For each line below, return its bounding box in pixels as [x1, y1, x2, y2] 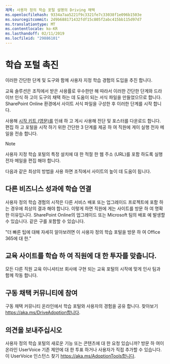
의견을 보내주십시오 [5, 326, 62, 335]
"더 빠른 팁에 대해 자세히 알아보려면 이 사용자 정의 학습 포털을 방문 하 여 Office [5, 229, 161, 235]
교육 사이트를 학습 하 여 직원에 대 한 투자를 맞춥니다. [5, 252, 157, 260]
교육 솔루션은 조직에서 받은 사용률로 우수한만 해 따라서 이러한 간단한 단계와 [5, 87, 153, 94]
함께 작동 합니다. [5, 272, 38, 279]
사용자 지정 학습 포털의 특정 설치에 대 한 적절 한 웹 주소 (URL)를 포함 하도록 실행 [5, 151, 163, 157]
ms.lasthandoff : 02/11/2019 [5, 31, 65, 36]
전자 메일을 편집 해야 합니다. [5, 157, 61, 163]
